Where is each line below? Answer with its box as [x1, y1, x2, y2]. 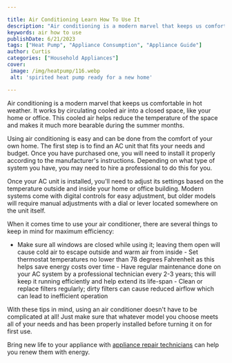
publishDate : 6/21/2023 [7, 35, 76, 42]
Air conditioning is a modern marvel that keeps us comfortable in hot [7, 99, 202, 107]
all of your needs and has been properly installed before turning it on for [7, 320, 213, 328]
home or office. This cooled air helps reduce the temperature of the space [7, 113, 218, 121]
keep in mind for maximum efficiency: [7, 227, 115, 235]
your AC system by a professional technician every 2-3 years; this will [17, 270, 216, 278]
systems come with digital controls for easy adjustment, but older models [7, 191, 216, 200]
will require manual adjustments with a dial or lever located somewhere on [7, 199, 218, 207]
